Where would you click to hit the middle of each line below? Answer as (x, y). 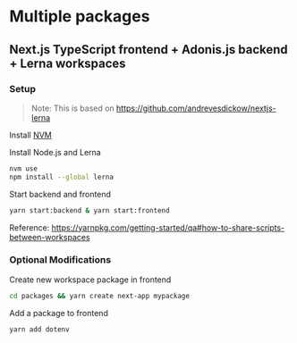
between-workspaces (50, 237)
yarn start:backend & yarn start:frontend (89, 210)
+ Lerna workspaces (68, 63)
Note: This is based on (72, 108)
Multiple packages (80, 17)
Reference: (30, 227)
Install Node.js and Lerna (55, 152)
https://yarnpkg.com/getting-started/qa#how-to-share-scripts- (168, 227)
